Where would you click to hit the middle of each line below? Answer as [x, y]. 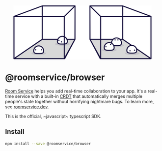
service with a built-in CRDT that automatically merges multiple [79, 96]
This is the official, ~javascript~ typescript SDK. [53, 116]
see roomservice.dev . [27, 107]
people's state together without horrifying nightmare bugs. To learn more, [80, 101]
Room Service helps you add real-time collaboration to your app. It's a [76, 91]
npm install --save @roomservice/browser [48, 144]
